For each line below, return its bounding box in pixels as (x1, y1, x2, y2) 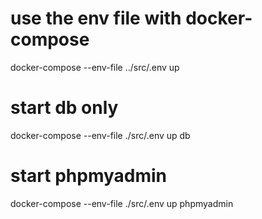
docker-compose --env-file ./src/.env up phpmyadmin (10, 197, 234, 209)
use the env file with (10, 7, 182, 30)
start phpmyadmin (10, 165, 168, 187)
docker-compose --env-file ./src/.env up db (10, 129, 191, 141)
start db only (10, 97, 119, 119)
